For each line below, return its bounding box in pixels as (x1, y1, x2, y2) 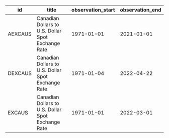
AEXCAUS (8, 30, 32, 37)
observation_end (120, 6, 161, 13)
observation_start (71, 6, 115, 13)
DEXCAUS (8, 70, 32, 76)
